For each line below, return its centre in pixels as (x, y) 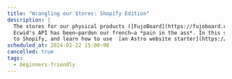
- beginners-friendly (45, 65)
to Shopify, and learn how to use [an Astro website (92, 39)
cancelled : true (30, 52)
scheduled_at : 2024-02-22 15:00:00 (58, 45)
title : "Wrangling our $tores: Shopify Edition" (78, 13)
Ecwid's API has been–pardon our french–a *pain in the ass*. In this (117, 33)
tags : (15, 58)
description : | (29, 20)
